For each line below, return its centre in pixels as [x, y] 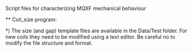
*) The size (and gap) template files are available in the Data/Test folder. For [96, 31]
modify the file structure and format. [49, 43]
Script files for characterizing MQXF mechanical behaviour [76, 8]
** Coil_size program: [31, 19]
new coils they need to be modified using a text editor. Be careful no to [90, 37]
